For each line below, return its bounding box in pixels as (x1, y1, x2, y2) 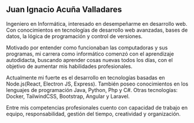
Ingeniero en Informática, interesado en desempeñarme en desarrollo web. (6, 20, 188, 27)
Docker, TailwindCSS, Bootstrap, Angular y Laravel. (6, 93, 130, 100)
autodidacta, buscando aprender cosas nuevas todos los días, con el (6, 56, 173, 63)
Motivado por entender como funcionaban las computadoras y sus (6, 44, 168, 51)
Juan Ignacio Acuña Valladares (6, 5, 122, 15)
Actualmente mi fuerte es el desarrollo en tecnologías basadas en (6, 74, 165, 81)
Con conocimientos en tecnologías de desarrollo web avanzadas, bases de (6, 26, 188, 33)
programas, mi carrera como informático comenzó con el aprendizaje (6, 50, 175, 57)
